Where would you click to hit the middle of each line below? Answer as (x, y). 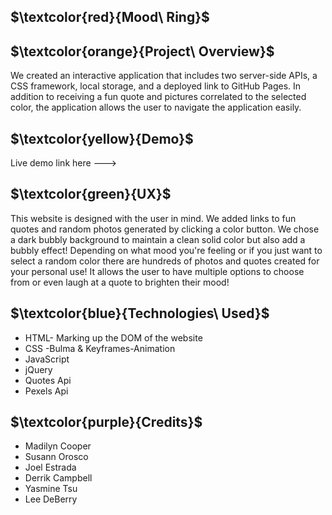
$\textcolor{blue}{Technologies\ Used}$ (140, 313)
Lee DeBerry (51, 499)
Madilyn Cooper (58, 446)
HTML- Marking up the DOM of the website (113, 337)
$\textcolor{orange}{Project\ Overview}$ (142, 51)
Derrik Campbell (58, 478)
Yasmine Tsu (51, 489)
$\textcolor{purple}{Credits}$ (106, 422)
